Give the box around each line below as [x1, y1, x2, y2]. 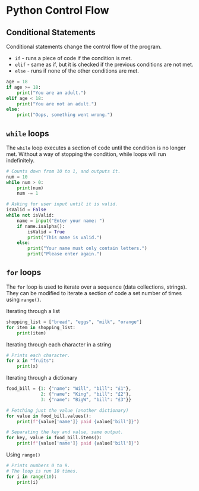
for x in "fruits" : [6, 358, 55, 364]
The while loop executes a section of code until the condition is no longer [6, 144, 186, 151]
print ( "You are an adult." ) [17, 90, 86, 96]
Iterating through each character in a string [6, 340, 112, 348]
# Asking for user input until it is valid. [6, 201, 118, 207]
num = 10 [6, 174, 28, 180]
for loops [6, 267, 42, 277]
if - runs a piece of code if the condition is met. [14, 55, 132, 61]
